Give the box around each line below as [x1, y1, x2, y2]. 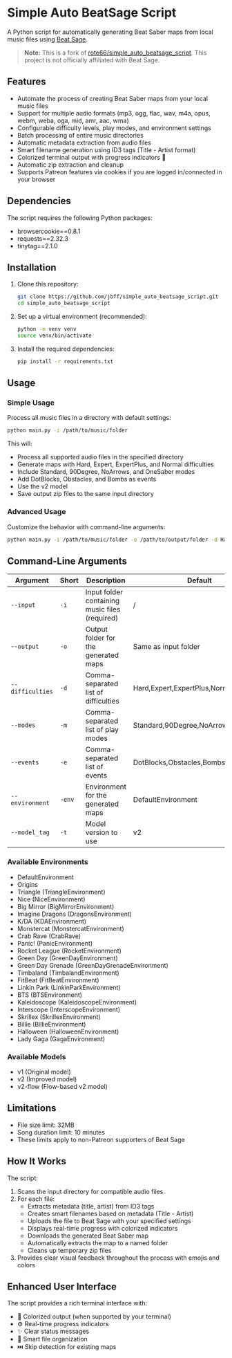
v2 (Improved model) [17, 1074, 77, 1083]
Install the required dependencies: [17, 345, 115, 353]
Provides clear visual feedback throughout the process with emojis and [17, 1254, 220, 1262]
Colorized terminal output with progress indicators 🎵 [17, 153, 166, 161]
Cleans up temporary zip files [27, 1246, 112, 1254]
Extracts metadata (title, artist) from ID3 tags [27, 1202, 155, 1210]
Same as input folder [133, 642, 200, 652]
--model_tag [10, 829, 50, 836]
